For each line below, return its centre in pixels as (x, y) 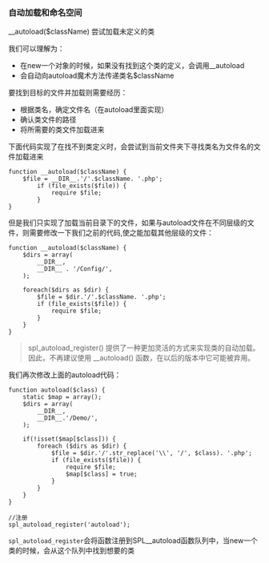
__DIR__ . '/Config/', (75, 269)
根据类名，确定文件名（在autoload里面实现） (94, 110)
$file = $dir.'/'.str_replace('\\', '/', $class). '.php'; (151, 453)
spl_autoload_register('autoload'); (69, 525)
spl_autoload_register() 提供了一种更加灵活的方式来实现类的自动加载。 (144, 348)
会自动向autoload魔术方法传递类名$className (97, 76)
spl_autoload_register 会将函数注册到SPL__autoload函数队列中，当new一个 (133, 541)
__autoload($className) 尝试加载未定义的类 (81, 32)
